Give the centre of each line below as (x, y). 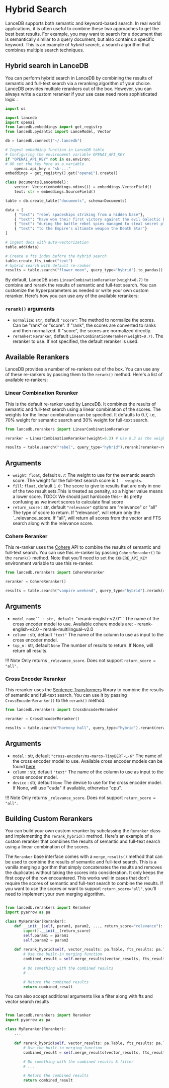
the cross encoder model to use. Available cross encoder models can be (88, 761)
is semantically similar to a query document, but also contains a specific (80, 39)
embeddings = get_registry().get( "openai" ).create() (62, 173)
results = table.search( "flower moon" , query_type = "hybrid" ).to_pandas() (84, 270)
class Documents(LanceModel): (37, 182)
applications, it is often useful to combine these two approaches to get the (82, 28)
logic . (12, 99)
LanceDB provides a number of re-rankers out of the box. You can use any (82, 369)
